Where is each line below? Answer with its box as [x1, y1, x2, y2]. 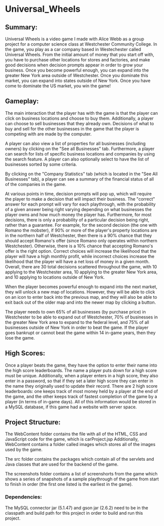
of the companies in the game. [5, 181, 67, 187]
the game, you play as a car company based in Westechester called [5, 47, 142, 52]
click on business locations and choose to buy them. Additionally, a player [5, 115, 154, 121]
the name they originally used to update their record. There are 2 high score [5, 383, 158, 389]
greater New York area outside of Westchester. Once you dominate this [5, 73, 148, 78]
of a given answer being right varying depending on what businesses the [5, 206, 152, 212]
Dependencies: [5, 494, 42, 500]
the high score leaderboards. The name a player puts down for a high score [5, 367, 157, 373]
